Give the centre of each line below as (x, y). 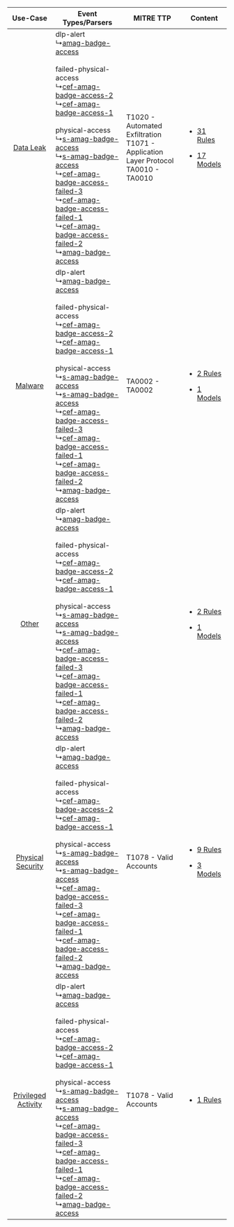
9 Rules (209, 849)
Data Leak (30, 148)
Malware (30, 385)
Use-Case (30, 18)
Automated (144, 126)
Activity (30, 1104)
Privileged (30, 1096)
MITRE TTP (153, 18)
